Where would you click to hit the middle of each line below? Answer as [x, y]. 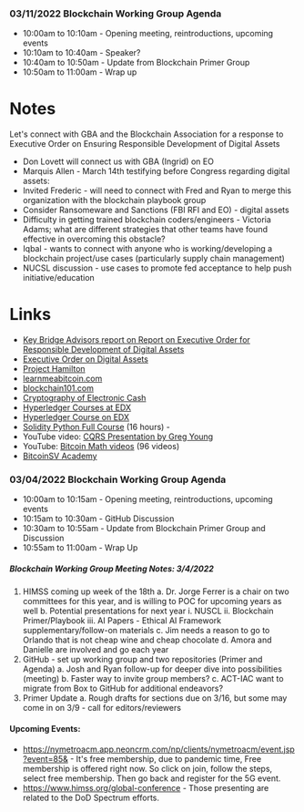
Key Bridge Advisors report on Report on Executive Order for [136, 340]
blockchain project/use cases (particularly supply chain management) [153, 259]
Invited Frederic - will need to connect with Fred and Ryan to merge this [157, 190]
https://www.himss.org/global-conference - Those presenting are [146, 787]
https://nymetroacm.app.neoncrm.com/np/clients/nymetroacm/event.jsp [159, 749]
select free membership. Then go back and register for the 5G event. [152, 778]
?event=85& [45, 758]
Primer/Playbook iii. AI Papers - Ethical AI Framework [122, 621]
